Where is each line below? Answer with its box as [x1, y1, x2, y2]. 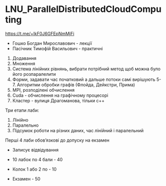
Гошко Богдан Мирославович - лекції [12, 40, 92, 46]
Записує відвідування [12, 147, 59, 153]
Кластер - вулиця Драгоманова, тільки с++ [12, 97, 105, 103]
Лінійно [12, 117, 29, 123]
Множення [12, 60, 36, 66]
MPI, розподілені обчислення [12, 87, 75, 93]
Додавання [12, 55, 37, 61]
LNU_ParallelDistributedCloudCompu [5, 3, 162, 15]
